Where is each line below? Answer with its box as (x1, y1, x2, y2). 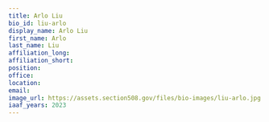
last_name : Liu (8, 42, 60, 50)
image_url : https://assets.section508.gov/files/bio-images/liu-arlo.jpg (8, 94, 262, 102)
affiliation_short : (8, 57, 74, 65)
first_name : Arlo (8, 34, 67, 43)
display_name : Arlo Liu (8, 26, 89, 35)
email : (8, 86, 31, 95)
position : (8, 64, 42, 72)
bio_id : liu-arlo (8, 19, 67, 27)
